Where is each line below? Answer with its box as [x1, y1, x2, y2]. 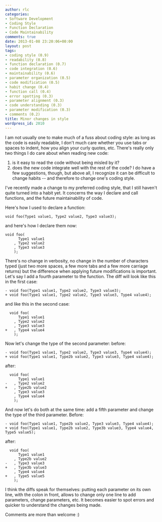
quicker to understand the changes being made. [5, 502, 102, 508]
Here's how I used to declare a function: [5, 204, 86, 211]
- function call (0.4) [5, 89, 51, 94]
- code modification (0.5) [5, 80, 60, 85]
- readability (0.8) [5, 57, 47, 62]
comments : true [5, 35, 36, 40]
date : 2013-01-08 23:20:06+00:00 [5, 39, 73, 44]
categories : [5, 12, 29, 17]
